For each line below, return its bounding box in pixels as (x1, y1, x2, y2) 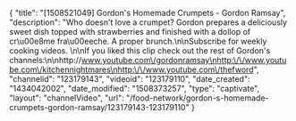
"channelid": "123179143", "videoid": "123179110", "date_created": (9, 74, 250, 84)
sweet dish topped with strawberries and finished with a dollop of (9, 27, 251, 36)
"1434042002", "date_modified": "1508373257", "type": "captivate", (9, 84, 260, 93)
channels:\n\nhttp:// (9, 55, 82, 65)
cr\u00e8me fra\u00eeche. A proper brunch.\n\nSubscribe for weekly (9, 36, 267, 46)
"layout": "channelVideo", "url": (9, 93, 125, 103)
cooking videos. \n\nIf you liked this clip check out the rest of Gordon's (9, 45, 271, 56)
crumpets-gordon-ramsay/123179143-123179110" (9, 102, 190, 112)
